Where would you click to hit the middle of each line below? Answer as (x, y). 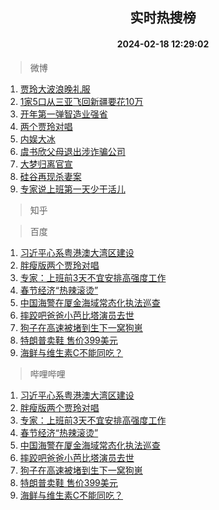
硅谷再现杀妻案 (50, 176)
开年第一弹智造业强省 (63, 114)
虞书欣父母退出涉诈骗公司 (72, 151)
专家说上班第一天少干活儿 (72, 189)
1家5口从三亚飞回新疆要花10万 (81, 101)
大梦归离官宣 (46, 164)
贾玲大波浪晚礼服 (55, 89)
